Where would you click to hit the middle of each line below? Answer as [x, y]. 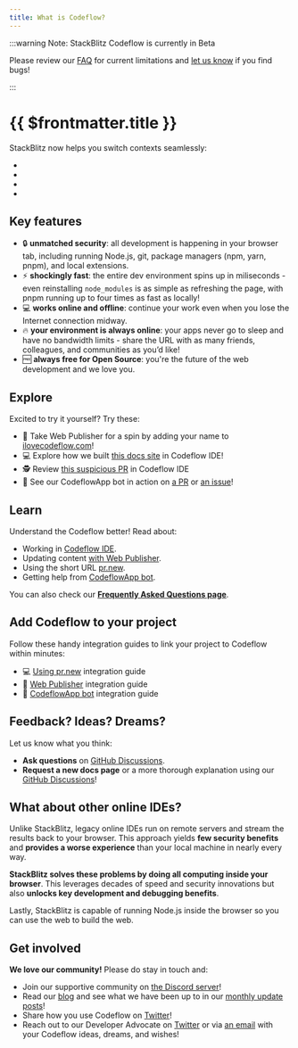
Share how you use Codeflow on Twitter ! [97, 1015]
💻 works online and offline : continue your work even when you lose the [156, 308]
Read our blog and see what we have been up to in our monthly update [153, 996]
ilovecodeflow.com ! [58, 446]
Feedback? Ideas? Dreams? [88, 722]
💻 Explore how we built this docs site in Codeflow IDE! [123, 456]
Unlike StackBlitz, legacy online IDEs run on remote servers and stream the [147, 829]
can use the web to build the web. [71, 920]
